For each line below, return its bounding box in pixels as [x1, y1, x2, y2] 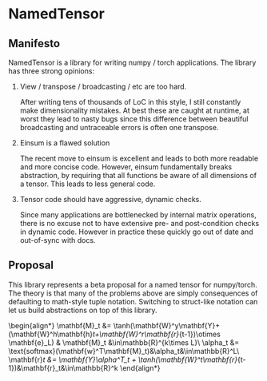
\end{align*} [119, 363, 161, 372]
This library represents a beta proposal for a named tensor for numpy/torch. [8, 280, 257, 289]
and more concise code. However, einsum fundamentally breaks [19, 162, 233, 172]
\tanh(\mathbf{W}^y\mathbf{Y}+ [113, 320, 221, 330]
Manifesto [8, 37, 61, 50]
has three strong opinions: [8, 66, 94, 76]
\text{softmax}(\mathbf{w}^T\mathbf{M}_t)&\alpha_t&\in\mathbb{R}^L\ [8, 346, 240, 355]
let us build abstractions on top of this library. [8, 305, 157, 315]
